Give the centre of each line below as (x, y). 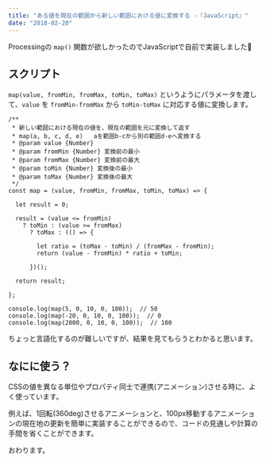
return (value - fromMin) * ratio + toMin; (110, 254)
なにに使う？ (40, 366)
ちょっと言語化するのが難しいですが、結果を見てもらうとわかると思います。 (133, 339)
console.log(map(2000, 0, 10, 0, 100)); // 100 (90, 323)
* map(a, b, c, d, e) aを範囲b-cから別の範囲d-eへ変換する (106, 137)
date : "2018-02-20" (40, 23)
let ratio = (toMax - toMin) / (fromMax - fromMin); (126, 247)
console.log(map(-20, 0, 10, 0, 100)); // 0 (85, 316)
